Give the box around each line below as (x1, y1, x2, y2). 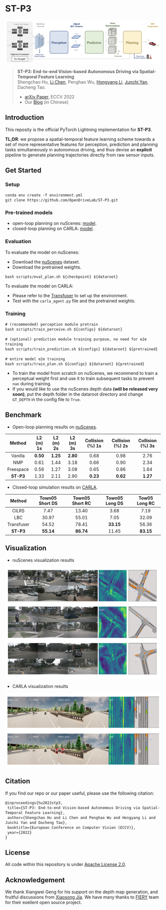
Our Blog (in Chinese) (24, 99, 69, 105)
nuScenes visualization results (12, 557, 75, 563)
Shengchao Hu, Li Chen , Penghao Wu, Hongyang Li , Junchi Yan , (17, 79, 149, 85)
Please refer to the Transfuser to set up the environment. (12, 292, 128, 298)
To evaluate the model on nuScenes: (5, 249, 80, 255)
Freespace (7, 466, 29, 472)
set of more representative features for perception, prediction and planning (5, 141, 158, 147)
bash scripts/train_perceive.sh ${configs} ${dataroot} (5, 327, 123, 332)
